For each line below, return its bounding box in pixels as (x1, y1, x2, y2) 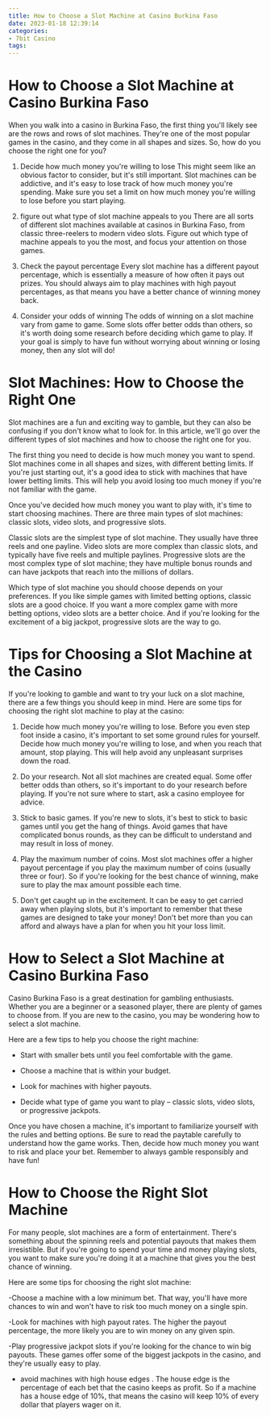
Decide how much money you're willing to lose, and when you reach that (19, 738, 262, 748)
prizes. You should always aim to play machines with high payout (19, 279, 236, 289)
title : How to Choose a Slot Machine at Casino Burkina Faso (8, 11, 218, 20)
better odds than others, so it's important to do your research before (19, 779, 247, 790)
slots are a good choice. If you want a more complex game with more (8, 600, 238, 609)
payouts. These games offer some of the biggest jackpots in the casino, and (8, 1349, 261, 1359)
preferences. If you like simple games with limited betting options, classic (8, 592, 251, 600)
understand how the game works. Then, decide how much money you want (8, 1138, 260, 1148)
